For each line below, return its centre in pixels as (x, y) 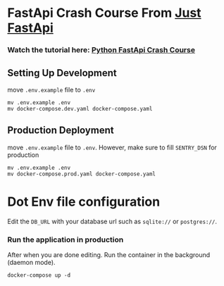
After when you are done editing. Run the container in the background (109, 254)
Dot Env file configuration (84, 201)
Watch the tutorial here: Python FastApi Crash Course (101, 50)
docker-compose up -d (39, 275)
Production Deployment (61, 131)
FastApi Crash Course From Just (105, 13)
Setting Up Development (62, 73)
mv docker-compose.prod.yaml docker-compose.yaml (82, 174)
